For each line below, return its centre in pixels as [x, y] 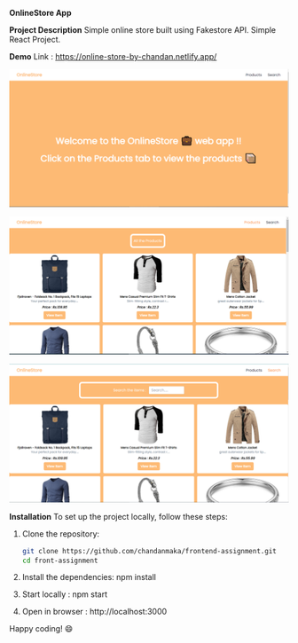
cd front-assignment [60, 561]
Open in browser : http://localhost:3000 [94, 612]
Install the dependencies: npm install [89, 577]
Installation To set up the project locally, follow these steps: [118, 516]
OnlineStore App [41, 13]
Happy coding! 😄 [41, 629]
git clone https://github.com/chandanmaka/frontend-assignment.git [149, 551]
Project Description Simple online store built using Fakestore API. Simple [143, 30]
